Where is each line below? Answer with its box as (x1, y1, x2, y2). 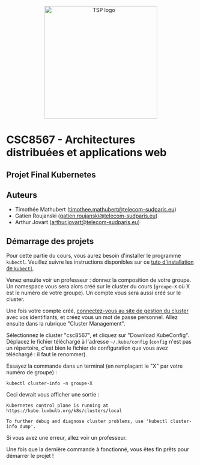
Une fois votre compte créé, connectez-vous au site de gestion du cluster (6, 307, 189, 315)
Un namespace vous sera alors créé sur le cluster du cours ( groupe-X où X (6, 283, 190, 290)
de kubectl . (6, 265, 35, 272)
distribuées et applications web (6, 146, 167, 159)
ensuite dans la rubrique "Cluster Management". (6, 320, 126, 327)
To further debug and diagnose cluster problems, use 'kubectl (6, 418, 168, 425)
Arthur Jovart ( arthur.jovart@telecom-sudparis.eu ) (14, 219, 140, 226)
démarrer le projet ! (6, 452, 54, 460)
